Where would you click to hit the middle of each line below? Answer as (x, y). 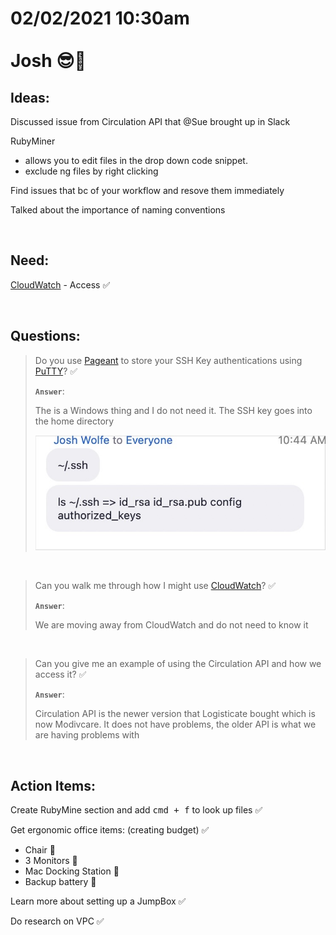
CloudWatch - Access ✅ (60, 284)
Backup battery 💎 (60, 882)
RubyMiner (33, 141)
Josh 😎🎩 (48, 61)
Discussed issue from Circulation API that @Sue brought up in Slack (150, 121)
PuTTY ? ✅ (56, 371)
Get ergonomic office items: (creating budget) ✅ (110, 830)
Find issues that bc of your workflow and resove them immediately (147, 190)
